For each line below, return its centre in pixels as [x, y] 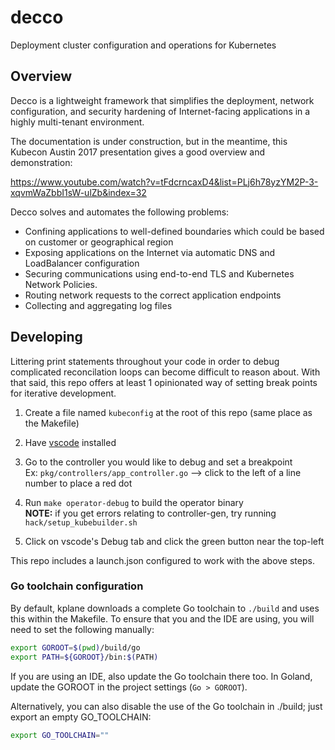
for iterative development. [63, 393]
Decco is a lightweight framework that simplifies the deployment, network [162, 100]
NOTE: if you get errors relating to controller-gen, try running [150, 513]
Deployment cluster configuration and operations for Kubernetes [143, 45]
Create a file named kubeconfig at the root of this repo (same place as [168, 412]
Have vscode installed [70, 442]
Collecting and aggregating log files [98, 305]
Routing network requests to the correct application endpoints [153, 295]
